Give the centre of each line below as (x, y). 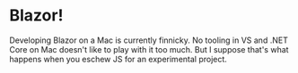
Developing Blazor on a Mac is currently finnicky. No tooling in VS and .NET (149, 40)
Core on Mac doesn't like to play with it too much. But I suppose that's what (149, 49)
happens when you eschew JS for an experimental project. (118, 59)
